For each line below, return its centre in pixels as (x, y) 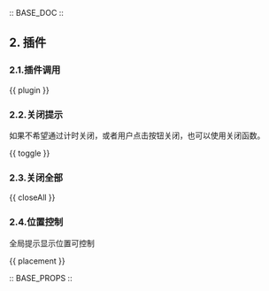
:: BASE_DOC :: (37, 13)
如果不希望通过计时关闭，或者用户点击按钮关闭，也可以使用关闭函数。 (137, 135)
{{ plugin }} (30, 90)
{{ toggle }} (30, 153)
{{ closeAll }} (32, 197)
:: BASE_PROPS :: (41, 278)
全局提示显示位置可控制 (52, 243)
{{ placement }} (38, 261)
